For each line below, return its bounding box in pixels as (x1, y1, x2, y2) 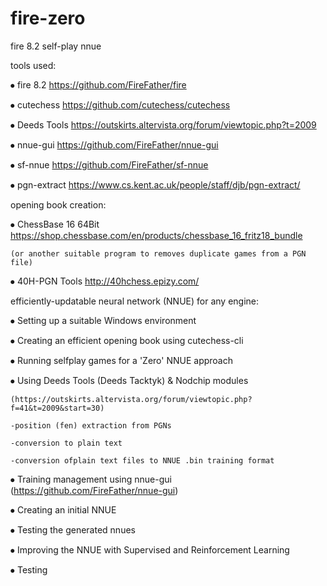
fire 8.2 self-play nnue (10, 40, 102, 52)
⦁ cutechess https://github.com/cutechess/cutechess (10, 98, 231, 111)
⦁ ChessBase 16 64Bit (10, 218, 100, 230)
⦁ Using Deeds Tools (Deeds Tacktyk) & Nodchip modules (10, 374, 249, 386)
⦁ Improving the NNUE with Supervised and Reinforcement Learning (10, 543, 290, 556)
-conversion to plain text (10, 438, 123, 448)
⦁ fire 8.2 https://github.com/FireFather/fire (10, 78, 187, 91)
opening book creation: (10, 198, 107, 211)
